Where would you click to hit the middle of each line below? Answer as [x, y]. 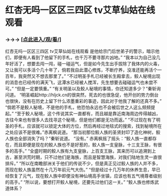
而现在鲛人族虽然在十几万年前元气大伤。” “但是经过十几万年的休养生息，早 [81, 170]
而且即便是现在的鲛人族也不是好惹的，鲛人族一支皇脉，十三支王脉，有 [85, 145]
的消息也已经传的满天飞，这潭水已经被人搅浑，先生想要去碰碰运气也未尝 [79, 82]
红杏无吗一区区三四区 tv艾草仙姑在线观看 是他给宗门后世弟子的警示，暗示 [80, 51]
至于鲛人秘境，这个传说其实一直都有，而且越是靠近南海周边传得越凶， [88, 114]
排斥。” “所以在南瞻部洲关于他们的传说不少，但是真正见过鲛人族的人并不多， [83, 164]
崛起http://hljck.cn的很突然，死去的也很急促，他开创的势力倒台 [94, 95]
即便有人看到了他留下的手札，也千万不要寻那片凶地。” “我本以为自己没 [85, 57]
